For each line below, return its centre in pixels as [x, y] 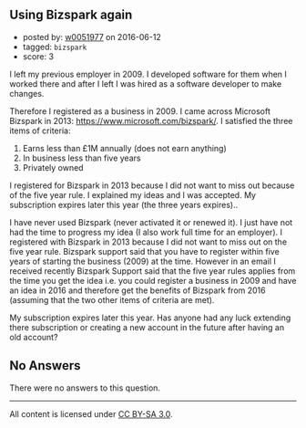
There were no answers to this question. [85, 388]
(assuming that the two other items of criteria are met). [112, 299]
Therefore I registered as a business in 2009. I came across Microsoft [140, 111]
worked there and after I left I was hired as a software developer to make [146, 84]
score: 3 [38, 56]
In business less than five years [82, 158]
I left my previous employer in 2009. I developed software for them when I [148, 74]
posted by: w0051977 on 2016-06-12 [92, 37]
